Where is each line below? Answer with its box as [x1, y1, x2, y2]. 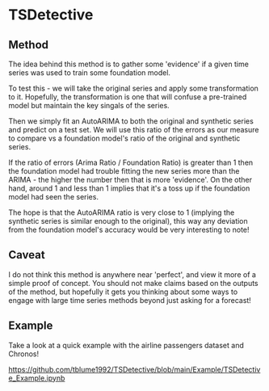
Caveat [8, 248, 46, 262]
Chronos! [8, 349, 40, 359]
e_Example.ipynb [8, 373, 65, 383]
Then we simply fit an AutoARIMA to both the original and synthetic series [8, 116, 254, 126]
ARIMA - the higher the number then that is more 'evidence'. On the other [8, 175, 253, 184]
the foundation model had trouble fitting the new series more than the [8, 166, 240, 175]
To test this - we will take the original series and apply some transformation [8, 83, 258, 93]
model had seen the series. [8, 192, 99, 201]
